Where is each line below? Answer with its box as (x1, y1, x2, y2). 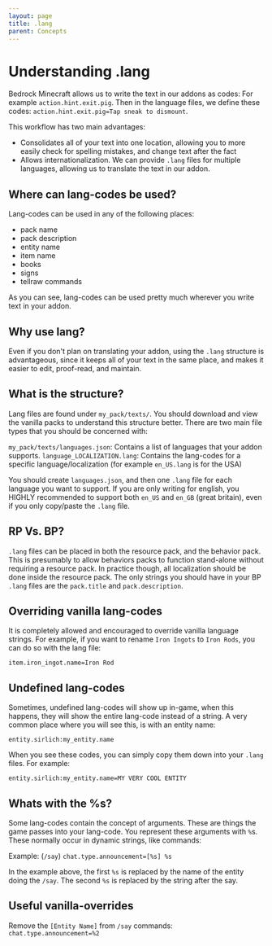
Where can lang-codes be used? (8, 187, 177, 201)
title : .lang (8, 20, 53, 28)
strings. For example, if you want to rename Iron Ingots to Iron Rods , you (8, 634, 256, 644)
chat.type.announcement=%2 (8, 929, 100, 937)
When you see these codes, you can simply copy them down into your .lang (8, 750, 264, 760)
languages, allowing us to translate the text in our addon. (19, 164, 210, 173)
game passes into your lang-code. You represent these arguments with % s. (8, 827, 258, 836)
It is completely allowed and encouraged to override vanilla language (8, 626, 240, 636)
